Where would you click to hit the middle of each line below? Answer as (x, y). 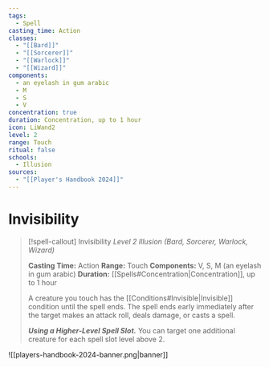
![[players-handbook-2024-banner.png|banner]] (88, 354)
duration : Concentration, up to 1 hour (75, 120)
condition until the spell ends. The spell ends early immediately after (141, 306)
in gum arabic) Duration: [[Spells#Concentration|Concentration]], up (141, 274)
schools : (23, 157)
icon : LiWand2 (32, 127)
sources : (23, 172)
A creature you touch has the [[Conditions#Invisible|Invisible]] (130, 298)
